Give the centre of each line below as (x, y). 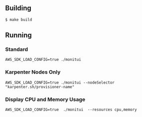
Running (19, 35)
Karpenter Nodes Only (33, 72)
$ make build (19, 19)
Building (18, 8)
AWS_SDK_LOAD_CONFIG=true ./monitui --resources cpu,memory (71, 110)
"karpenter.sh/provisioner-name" (40, 87)
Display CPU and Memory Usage (45, 99)
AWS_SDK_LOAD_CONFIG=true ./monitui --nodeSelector (60, 82)
